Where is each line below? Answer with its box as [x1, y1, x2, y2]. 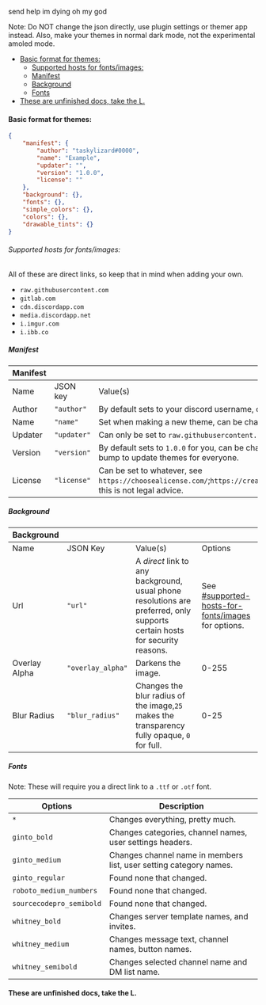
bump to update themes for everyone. [98, 451, 239, 463]
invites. [109, 920, 136, 931]
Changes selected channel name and [109, 956, 248, 967]
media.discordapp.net [19, 311, 91, 319]
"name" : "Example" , [36, 154, 101, 162]
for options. [201, 619, 245, 630]
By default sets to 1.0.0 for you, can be [98, 442, 244, 453]
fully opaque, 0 [135, 729, 191, 740]
